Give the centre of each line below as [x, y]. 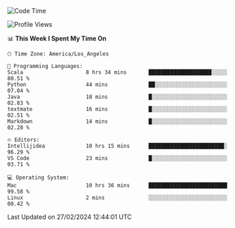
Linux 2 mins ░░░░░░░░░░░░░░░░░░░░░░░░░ [117, 198]
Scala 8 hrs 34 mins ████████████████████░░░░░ [117, 72]
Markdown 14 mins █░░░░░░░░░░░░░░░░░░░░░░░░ [117, 121]
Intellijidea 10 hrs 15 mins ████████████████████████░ [117, 146]
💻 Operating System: [39, 177]
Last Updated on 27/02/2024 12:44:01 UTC [69, 217]
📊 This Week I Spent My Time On [57, 38]
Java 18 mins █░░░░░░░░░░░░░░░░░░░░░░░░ [117, 97]
